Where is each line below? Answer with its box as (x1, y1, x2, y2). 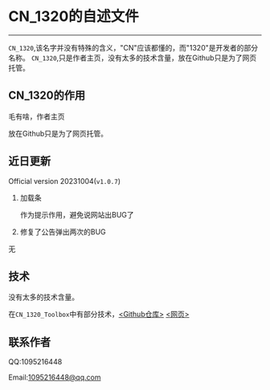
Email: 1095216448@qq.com (8, 372, 101, 382)
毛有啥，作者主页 (8, 112, 65, 121)
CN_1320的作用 (8, 89, 86, 103)
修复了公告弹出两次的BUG (19, 226, 106, 237)
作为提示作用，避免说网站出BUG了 (19, 209, 134, 219)
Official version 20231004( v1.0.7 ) (8, 176, 121, 185)
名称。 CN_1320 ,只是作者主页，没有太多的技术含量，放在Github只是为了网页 (8, 53, 257, 63)
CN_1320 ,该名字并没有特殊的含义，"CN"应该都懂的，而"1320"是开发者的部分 (8, 43, 259, 52)
